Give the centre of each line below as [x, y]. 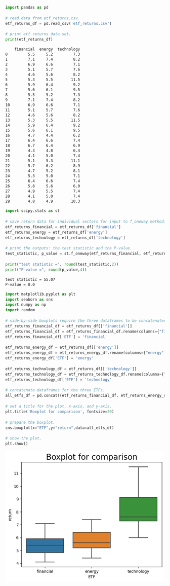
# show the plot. [24, 438]
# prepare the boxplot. [30, 422]
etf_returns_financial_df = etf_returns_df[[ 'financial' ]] [69, 326]
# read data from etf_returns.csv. [43, 18]
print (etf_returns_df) [29, 40]
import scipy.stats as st [32, 211]
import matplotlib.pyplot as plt [40, 294]
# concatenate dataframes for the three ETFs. [55, 390]
